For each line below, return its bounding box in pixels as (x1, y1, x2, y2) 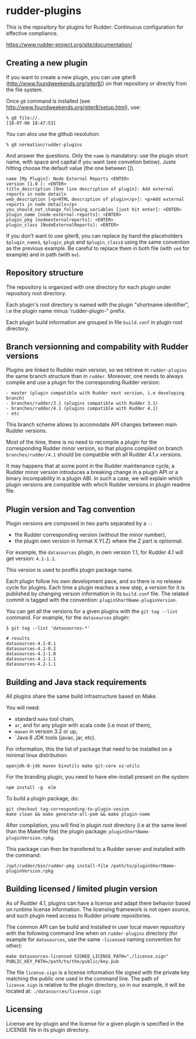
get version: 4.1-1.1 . (6, 555, 56, 562)
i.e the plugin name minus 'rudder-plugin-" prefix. (6, 307, 126, 314)
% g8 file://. (6, 115, 41, 121)
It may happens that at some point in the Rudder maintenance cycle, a (6, 462, 175, 469)
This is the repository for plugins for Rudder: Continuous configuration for (6, 23, 184, 30)
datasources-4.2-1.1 (6, 661, 57, 667)
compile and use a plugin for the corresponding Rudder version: (6, 379, 160, 386)
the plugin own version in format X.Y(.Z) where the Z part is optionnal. (14, 537, 183, 544)
